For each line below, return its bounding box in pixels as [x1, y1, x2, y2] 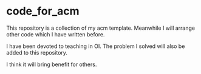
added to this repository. [6, 49, 68, 56]
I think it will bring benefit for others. [6, 61, 97, 68]
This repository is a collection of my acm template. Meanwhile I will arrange [6, 24, 196, 32]
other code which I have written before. [6, 30, 105, 38]
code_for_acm [6, 4, 80, 18]
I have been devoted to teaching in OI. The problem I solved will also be [6, 42, 185, 50]
